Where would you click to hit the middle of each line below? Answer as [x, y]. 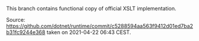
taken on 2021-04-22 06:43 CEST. [89, 32]
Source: [16, 20]
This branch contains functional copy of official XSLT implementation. [91, 8]
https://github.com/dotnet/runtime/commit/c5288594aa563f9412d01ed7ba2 [100, 26]
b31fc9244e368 [26, 32]
